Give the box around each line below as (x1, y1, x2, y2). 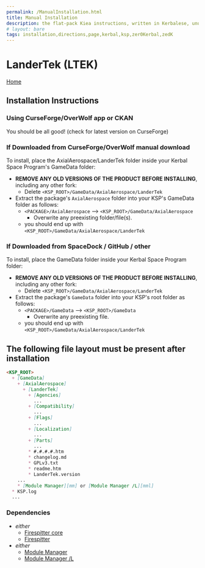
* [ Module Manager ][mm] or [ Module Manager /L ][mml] (17, 483, 154, 489)
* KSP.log (12, 488, 37, 494)
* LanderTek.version (28, 471, 81, 477)
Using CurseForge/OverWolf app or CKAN (6, 114, 134, 122)
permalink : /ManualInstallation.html (6, 9, 103, 15)
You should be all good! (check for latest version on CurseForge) (6, 127, 169, 135)
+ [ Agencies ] (28, 392, 62, 398)
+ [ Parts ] (28, 437, 53, 444)
